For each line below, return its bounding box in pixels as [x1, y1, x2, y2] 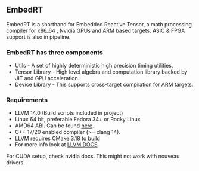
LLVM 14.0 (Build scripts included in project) [14, 109, 123, 117]
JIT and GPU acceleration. [14, 75, 80, 82]
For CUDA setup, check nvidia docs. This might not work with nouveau [6, 152, 180, 160]
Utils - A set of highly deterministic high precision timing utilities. [14, 62, 173, 69]
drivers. [6, 159, 25, 166]
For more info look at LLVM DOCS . [14, 141, 99, 148]
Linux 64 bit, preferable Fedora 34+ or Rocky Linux [14, 116, 141, 123]
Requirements [6, 96, 48, 104]
